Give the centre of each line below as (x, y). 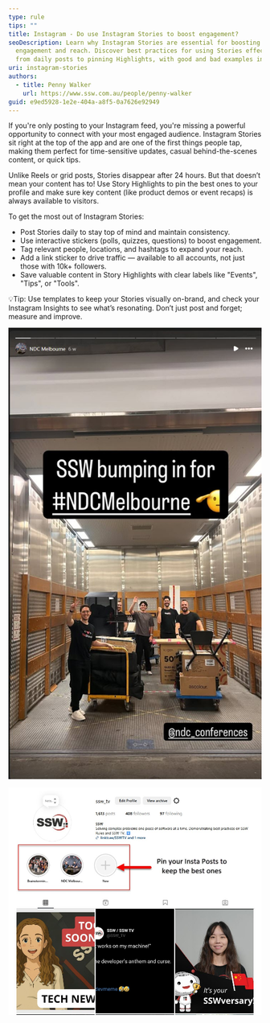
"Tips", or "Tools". (50, 283)
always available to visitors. (53, 201)
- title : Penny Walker (53, 84)
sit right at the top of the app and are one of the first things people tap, (125, 143)
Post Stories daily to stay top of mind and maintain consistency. (125, 232)
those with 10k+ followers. (63, 266)
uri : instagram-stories (48, 68)
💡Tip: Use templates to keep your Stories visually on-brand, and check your (134, 299)
